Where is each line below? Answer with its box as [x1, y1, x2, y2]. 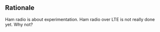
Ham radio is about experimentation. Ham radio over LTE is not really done [5, 16, 155, 22]
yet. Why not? [5, 21, 33, 27]
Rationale [5, 4, 35, 12]
